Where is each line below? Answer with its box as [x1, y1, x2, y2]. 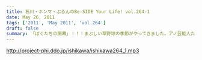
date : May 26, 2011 [6, 14, 55, 20]
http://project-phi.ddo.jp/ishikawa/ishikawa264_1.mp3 [6, 47, 139, 54]
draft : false [6, 25, 39, 31]
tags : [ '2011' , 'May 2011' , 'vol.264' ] [6, 20, 106, 26]
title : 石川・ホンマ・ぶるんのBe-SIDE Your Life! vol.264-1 [6, 8, 150, 15]
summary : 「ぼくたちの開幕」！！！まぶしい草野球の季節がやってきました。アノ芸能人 [6, 31, 191, 37]
